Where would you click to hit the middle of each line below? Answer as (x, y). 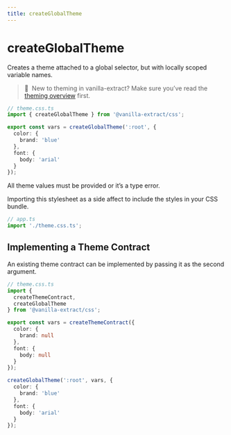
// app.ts (22, 220)
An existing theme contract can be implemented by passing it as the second (116, 264)
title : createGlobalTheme (44, 14)
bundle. (18, 206)
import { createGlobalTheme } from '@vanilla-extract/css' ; (96, 115)
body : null (35, 355)
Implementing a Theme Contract (79, 247)
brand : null (37, 336)
